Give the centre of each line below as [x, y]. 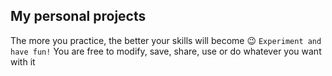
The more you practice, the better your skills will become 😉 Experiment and [166, 40]
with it [23, 61]
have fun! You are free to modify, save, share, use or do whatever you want [166, 51]
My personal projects [78, 16]
